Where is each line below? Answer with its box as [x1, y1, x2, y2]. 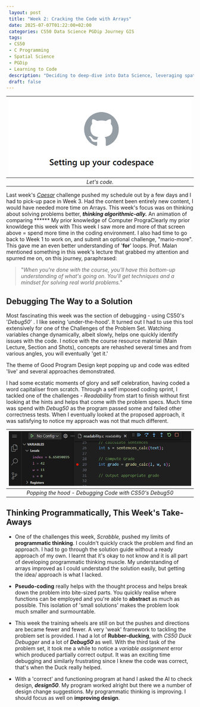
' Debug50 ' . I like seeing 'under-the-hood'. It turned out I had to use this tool [6, 319, 193, 326]
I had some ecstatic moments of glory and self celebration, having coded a [6, 379, 190, 387]
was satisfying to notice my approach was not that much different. [6, 418, 168, 425]
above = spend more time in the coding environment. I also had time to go [6, 229, 187, 236]
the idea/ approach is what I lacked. [14, 571, 103, 578]
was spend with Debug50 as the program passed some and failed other [6, 405, 182, 412]
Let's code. [86, 178, 114, 185]
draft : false [8, 79, 42, 85]
